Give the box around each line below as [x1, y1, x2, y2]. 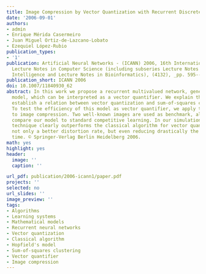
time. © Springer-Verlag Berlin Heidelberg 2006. [12, 134, 141, 141]
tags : [6, 202, 20, 208]
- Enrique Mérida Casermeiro [6, 32, 81, 38]
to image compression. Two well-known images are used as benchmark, [12, 111, 193, 117]
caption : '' [12, 163, 43, 169]
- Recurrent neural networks [6, 224, 81, 231]
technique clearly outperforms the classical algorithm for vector [12, 123, 188, 129]
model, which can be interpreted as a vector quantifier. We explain [12, 94, 193, 100]
